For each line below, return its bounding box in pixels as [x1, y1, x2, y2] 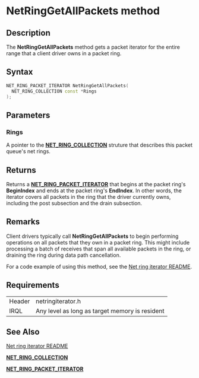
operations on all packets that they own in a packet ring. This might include [6, 239, 190, 246]
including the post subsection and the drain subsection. [6, 199, 143, 207]
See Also [6, 326, 40, 336]
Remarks [6, 217, 40, 227]
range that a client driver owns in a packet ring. [6, 50, 122, 57]
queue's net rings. [6, 148, 50, 155]
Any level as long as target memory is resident [35, 307, 165, 315]
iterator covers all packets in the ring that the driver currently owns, [6, 193, 171, 200]
